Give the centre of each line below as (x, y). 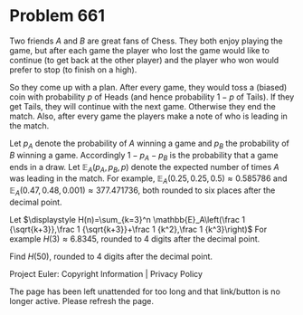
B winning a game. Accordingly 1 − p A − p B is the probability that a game (144, 156)
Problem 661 (57, 16)
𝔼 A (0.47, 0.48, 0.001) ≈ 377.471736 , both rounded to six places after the (142, 191)
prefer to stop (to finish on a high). (73, 70)
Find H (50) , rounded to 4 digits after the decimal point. (111, 256)
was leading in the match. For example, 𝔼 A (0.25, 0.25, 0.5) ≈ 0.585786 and (148, 180)
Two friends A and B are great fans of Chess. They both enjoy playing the (146, 41)
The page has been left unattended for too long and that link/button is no (145, 291)
